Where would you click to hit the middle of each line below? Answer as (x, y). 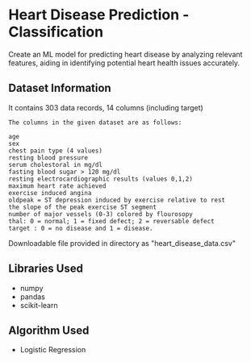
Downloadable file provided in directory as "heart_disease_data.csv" (122, 243)
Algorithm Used (49, 330)
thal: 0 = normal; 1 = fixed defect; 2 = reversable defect (112, 221)
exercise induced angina (50, 193)
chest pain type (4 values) (56, 151)
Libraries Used (46, 269)
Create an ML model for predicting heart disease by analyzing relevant (125, 54)
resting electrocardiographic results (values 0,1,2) (101, 179)
